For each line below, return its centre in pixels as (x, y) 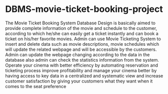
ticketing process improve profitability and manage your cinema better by (81, 70)
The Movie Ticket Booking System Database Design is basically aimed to (80, 23)
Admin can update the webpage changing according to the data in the (77, 54)
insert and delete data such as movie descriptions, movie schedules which (82, 44)
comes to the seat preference (36, 86)
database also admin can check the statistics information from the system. (82, 60)
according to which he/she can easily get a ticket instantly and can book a (82, 33)
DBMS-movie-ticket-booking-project (84, 9)
